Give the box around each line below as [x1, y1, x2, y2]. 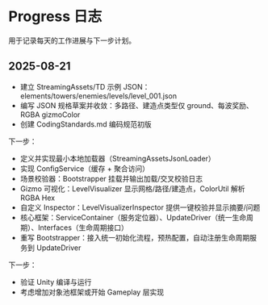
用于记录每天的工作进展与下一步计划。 [8, 36, 136, 45]
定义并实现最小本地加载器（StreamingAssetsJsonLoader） [19, 153, 216, 163]
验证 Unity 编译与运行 [19, 277, 92, 286]
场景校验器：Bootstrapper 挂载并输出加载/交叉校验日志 [19, 173, 203, 183]
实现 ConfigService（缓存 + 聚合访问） [19, 163, 149, 173]
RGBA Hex [19, 193, 55, 203]
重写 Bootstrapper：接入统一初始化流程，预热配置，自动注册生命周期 [19, 232, 250, 242]
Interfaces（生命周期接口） [37, 223, 129, 232]
